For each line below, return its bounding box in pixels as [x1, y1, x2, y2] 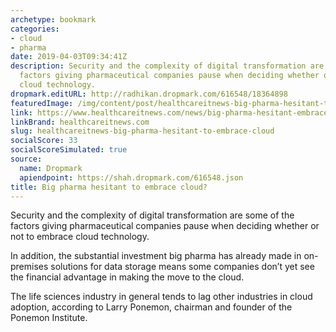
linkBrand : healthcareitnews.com [10, 117, 150, 127]
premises [10, 261, 49, 273]
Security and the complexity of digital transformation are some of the [10, 209, 295, 221]
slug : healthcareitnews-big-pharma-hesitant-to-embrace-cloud [10, 126, 275, 136]
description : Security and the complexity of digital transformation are [10, 61, 325, 71]
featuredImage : [10, 98, 74, 108]
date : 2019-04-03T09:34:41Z [10, 52, 128, 62]
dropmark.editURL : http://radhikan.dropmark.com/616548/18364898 [10, 89, 288, 99]
